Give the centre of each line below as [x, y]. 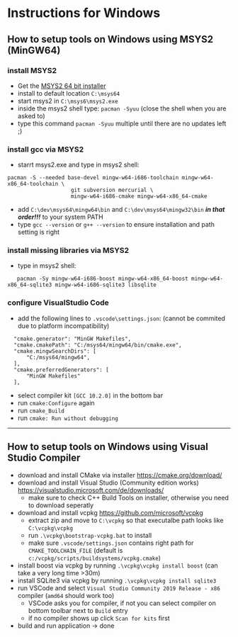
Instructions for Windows [84, 13]
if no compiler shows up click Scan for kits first [99, 618]
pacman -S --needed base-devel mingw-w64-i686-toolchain [93, 178]
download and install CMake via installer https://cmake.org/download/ [120, 475]
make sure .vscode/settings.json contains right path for [111, 543]
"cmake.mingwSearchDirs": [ [55, 351]
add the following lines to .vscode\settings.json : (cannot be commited [121, 318]
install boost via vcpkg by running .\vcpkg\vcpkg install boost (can [118, 565]
